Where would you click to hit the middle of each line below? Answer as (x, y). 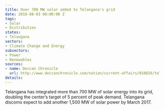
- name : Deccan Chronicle (31, 69)
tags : (11, 19)
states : (13, 32)
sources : (14, 64)
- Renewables (18, 60)
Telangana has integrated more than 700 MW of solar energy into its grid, (79, 91)
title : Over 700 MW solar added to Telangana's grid (60, 10)
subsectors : (17, 50)
